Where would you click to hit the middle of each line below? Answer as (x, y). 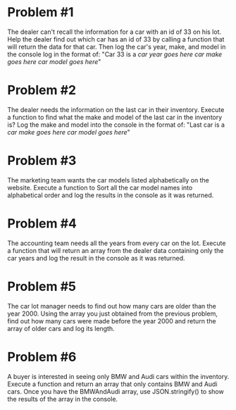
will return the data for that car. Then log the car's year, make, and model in (117, 46)
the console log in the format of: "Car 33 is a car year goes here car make (115, 54)
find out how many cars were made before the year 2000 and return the (112, 321)
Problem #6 (42, 357)
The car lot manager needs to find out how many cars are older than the (112, 306)
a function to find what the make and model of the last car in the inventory (115, 117)
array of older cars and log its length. (61, 328)
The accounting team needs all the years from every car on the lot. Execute (117, 243)
